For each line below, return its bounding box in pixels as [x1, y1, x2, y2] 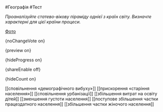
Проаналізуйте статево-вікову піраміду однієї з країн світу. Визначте [5, 14, 152, 19]
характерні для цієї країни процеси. [5, 19, 81, 25]
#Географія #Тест [5, 4, 42, 10]
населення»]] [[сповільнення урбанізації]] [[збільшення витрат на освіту [5, 91, 158, 96]
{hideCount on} [5, 76, 36, 82]
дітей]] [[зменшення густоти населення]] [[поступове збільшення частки [5, 96, 159, 102]
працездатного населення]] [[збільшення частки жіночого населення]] [5, 101, 154, 107]
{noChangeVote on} [5, 38, 45, 44]
